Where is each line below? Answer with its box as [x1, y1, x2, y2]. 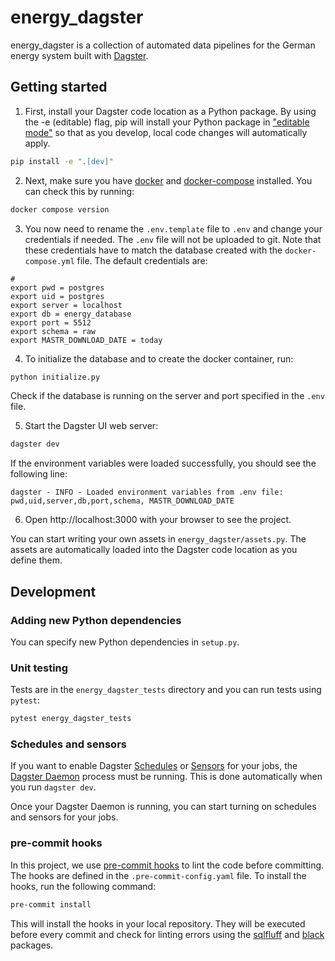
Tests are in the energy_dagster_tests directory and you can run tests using [10, 684, 322, 696]
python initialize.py [10, 372, 101, 382]
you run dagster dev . [10, 781, 97, 793]
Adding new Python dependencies [10, 613, 182, 627]
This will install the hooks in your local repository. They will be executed [10, 917, 306, 930]
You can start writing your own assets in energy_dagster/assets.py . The [10, 533, 307, 545]
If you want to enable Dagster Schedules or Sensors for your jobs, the [10, 760, 298, 772]
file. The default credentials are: [76, 254, 208, 266]
